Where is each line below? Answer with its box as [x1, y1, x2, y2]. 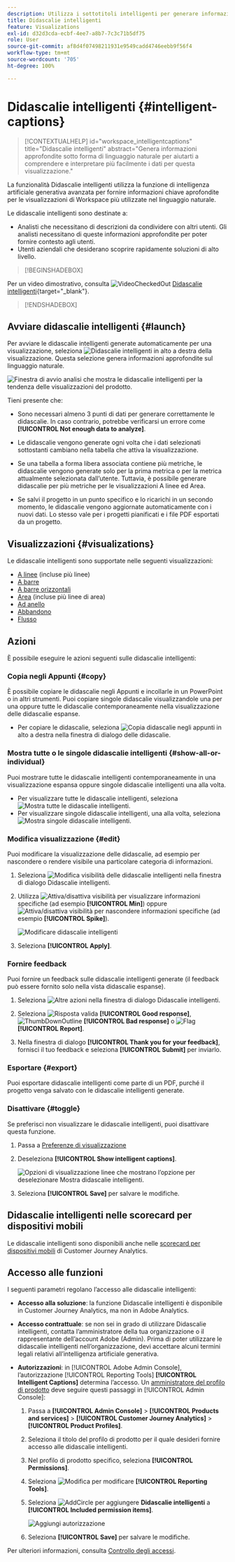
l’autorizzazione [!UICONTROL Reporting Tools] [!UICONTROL [17, 1371, 197, 1379]
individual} [7, 757, 45, 767]
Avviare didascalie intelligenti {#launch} [7, 321, 187, 332]
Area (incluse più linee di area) [17, 593, 106, 601]
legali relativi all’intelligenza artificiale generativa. [17, 1349, 159, 1358]
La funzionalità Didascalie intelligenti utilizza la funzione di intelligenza [7, 180, 210, 189]
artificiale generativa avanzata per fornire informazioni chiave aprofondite [7, 187, 219, 196]
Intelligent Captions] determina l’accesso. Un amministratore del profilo [17, 1378, 225, 1387]
